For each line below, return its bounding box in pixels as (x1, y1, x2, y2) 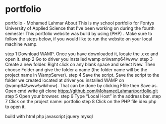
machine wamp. (5, 41, 38, 47)
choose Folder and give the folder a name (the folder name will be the (5, 66, 148, 73)
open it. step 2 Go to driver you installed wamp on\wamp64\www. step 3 (5, 56, 153, 62)
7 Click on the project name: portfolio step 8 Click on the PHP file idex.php (5, 98, 157, 104)
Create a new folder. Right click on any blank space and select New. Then (5, 61, 156, 67)
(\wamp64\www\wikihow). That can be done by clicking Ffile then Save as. (5, 82, 158, 88)
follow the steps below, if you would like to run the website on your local (5, 36, 152, 42)
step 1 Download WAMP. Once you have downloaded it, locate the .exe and (5, 51, 159, 57)
